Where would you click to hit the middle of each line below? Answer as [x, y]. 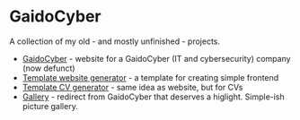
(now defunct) [49, 68]
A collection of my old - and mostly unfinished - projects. [115, 41]
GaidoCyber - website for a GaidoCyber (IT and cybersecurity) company [156, 58]
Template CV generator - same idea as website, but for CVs [132, 87]
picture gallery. [50, 106]
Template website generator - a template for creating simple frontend [150, 77]
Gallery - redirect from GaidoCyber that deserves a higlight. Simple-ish [153, 97]
